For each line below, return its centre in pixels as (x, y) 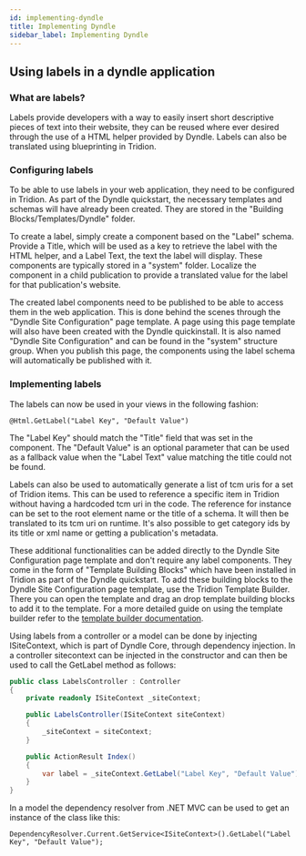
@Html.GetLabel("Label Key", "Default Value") (99, 421)
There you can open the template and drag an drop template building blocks (153, 598)
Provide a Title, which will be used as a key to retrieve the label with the (143, 246)
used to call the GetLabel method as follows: (93, 665)
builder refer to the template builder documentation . (107, 618)
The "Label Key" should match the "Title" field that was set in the (131, 437)
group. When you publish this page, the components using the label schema (153, 351)
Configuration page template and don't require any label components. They (151, 560)
